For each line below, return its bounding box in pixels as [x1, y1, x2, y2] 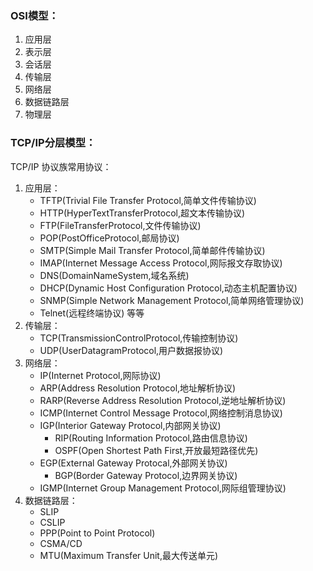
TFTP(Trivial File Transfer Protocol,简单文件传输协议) [39, 194, 257, 206]
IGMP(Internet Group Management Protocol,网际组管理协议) [39, 482, 287, 494]
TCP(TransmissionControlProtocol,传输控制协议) [39, 332, 239, 344]
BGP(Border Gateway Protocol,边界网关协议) [54, 469, 238, 481]
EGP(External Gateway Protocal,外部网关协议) [39, 457, 228, 469]
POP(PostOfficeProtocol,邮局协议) [39, 232, 180, 244]
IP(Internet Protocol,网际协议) [39, 369, 162, 381]
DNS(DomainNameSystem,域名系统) [39, 269, 190, 281]
